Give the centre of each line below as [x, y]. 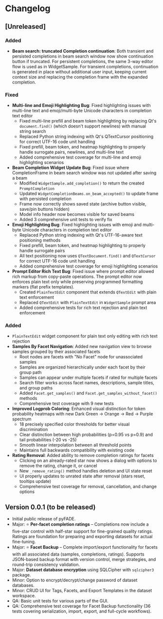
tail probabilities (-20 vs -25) [48, 440]
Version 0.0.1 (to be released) [50, 507]
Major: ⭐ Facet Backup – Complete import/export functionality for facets [85, 547]
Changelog [28, 9]
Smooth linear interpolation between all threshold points [75, 445]
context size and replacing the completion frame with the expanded [80, 77]
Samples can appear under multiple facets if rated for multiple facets [88, 378]
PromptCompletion [37, 189]
